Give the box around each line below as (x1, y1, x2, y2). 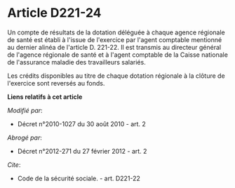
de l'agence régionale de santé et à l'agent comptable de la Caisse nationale (7, 51, 228, 59)
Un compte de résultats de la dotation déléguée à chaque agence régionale (7, 28, 226, 36)
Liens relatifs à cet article (7, 93, 83, 101)
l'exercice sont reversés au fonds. (7, 79, 105, 87)
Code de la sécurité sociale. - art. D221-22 (17, 174, 140, 182)
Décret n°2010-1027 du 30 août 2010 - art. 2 (17, 119, 146, 128)
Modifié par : (7, 106, 43, 114)
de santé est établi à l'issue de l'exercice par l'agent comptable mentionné (7, 35, 222, 43)
